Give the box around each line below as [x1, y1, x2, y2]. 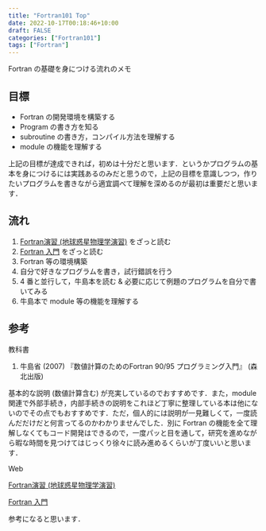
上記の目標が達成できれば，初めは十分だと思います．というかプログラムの [8, 158, 252, 168]
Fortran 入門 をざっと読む [19, 246, 104, 256]
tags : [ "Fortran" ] [8, 41, 69, 49]
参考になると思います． [8, 514, 85, 523]
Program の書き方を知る [19, 122, 99, 131]
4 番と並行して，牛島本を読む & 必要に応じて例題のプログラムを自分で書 [19, 276, 256, 286]
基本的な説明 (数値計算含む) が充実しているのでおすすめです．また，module [8, 388, 256, 397]
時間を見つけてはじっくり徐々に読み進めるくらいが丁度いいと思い [29, 438, 245, 448]
